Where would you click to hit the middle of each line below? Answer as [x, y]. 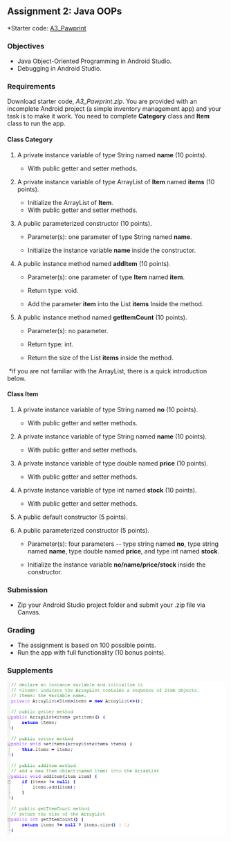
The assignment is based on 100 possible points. [87, 645]
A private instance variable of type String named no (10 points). [108, 409]
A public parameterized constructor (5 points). [83, 530]
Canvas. [29, 612]
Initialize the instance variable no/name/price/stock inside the [117, 565]
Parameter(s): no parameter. [68, 330]
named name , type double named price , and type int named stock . [123, 551]
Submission [28, 590]
